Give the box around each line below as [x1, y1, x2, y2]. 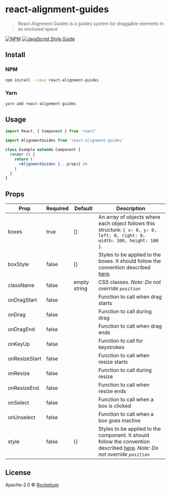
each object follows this [98, 220, 155, 227]
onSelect [8, 399, 30, 406]
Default [74, 205, 93, 212]
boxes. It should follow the [98, 258, 161, 265]
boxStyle [8, 261, 29, 268]
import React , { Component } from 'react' [5, 129, 97, 134]
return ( [14, 157, 33, 162]
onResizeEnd [8, 384, 39, 391]
